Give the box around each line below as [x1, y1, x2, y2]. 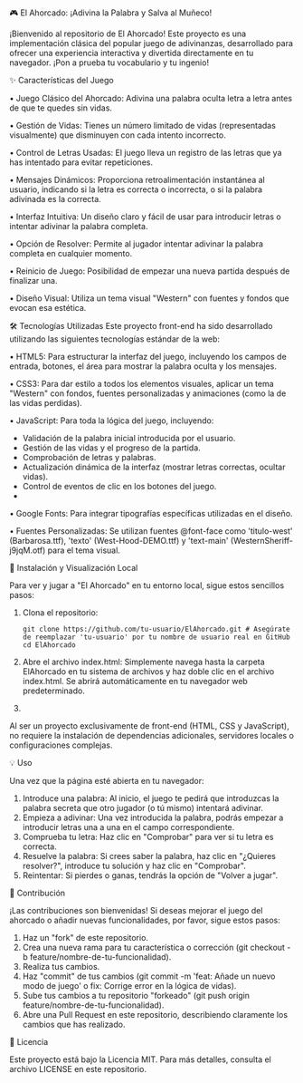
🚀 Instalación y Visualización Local [9, 563, 138, 573]
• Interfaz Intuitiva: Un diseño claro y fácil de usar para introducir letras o [9, 211, 282, 222]
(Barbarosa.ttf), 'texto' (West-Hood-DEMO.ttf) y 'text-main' [9, 536, 229, 546]
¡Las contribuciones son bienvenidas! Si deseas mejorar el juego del [9, 905, 263, 915]
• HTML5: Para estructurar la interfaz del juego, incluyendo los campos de [9, 352, 287, 362]
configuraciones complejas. [9, 740, 113, 750]
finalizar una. [9, 276, 58, 285]
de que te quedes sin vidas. [9, 102, 113, 113]
